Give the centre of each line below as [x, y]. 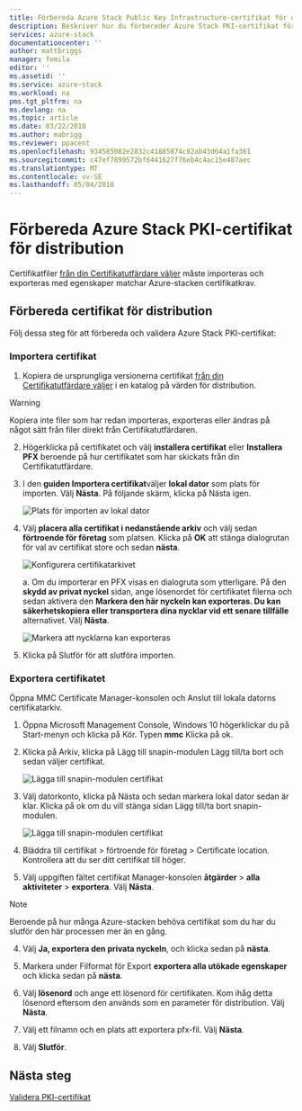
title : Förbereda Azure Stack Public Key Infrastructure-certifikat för [148, 18]
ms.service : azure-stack [56, 85]
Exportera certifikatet [58, 678]
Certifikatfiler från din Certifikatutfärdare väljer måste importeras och [137, 273]
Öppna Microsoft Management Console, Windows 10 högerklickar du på [155, 725]
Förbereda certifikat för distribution [111, 311]
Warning [25, 403]
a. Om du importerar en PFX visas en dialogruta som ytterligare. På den [154, 582]
